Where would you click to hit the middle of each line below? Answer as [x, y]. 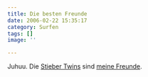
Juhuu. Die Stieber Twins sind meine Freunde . [75, 66]
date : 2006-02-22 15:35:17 [47, 20]
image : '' [22, 40]
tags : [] [20, 34]
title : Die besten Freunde [47, 14]
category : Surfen [33, 27]
